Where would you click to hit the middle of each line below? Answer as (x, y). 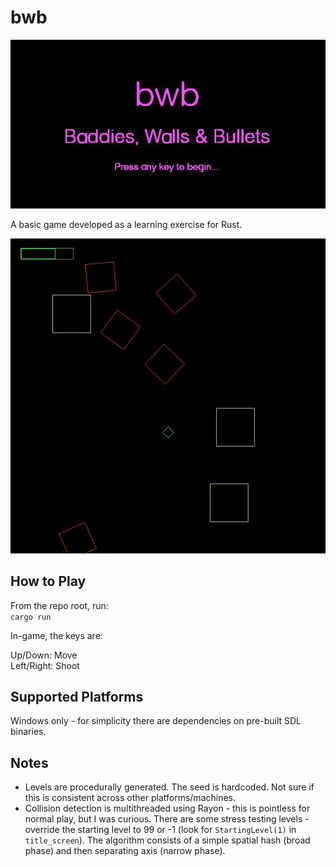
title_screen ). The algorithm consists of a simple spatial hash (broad (167, 840)
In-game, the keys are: (56, 635)
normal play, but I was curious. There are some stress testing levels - (167, 819)
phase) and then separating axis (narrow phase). (125, 851)
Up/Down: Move (44, 655)
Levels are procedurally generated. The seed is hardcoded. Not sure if (169, 787)
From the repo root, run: (59, 605)
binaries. (28, 732)
